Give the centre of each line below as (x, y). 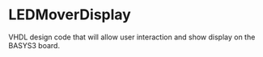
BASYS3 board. (34, 45)
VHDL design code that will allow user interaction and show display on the (132, 37)
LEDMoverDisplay (70, 15)
